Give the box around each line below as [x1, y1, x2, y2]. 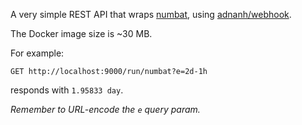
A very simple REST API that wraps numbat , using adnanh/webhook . [10, 9, 292, 20]
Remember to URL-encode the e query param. [10, 104, 201, 115]
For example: [10, 47, 65, 59]
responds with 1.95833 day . [10, 84, 124, 96]
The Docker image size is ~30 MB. [10, 28, 153, 39]
